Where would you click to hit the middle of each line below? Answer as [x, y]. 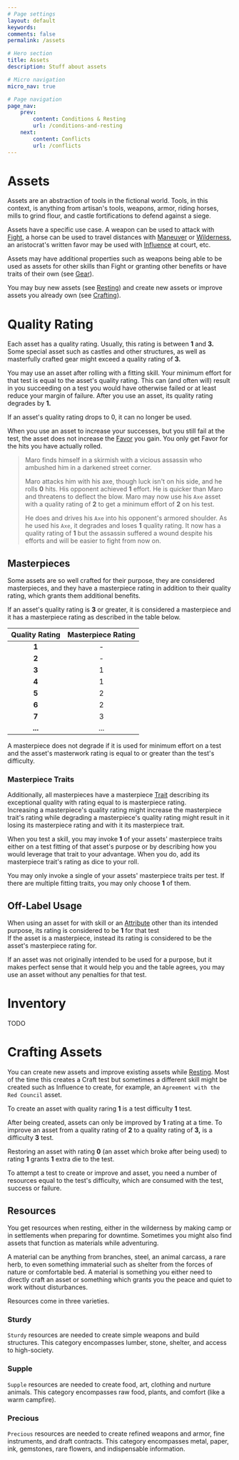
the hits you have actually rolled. [55, 446]
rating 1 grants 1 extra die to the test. [61, 1159]
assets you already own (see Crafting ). [64, 295]
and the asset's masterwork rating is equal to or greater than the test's [111, 754]
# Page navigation [35, 99]
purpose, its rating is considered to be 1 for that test [83, 931]
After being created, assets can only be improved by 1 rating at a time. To [115, 1123]
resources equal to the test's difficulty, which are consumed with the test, [115, 1181]
